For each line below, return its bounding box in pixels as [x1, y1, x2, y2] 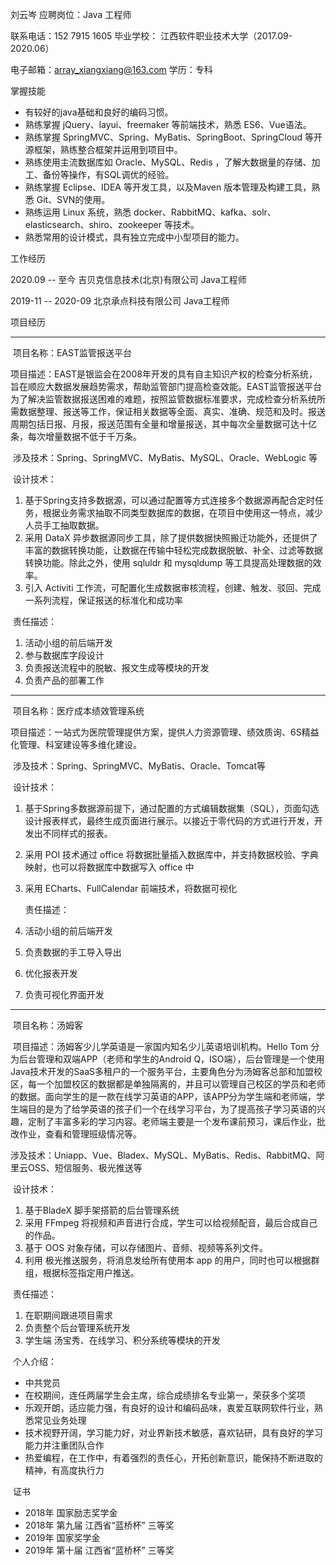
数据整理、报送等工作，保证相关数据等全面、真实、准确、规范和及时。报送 [18, 406, 326, 417]
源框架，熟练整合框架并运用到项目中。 [24, 144, 183, 155]
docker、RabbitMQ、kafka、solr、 [133, 206, 277, 218]
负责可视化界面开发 [24, 989, 105, 1000]
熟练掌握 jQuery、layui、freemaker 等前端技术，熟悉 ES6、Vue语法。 [24, 119, 312, 130]
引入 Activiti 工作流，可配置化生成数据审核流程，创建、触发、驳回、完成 [24, 582, 322, 593]
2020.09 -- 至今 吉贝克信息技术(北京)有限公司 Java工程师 [10, 274, 247, 285]
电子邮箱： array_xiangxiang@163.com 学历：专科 [10, 64, 213, 75]
